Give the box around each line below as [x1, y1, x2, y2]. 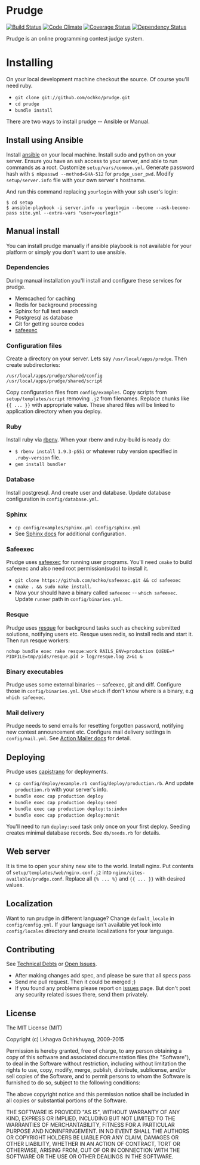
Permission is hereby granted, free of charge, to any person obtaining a [6, 1047, 182, 1054]
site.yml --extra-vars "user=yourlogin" [19, 210, 121, 216]
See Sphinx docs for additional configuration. [14, 530, 127, 537]
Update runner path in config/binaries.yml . [14, 596, 123, 603]
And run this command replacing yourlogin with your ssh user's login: [6, 188, 178, 195]
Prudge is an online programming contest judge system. [6, 35, 144, 42]
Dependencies [6, 263, 50, 272]
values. [6, 881, 24, 888]
